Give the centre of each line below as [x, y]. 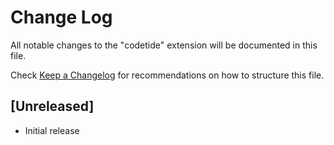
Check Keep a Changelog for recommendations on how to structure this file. [167, 75]
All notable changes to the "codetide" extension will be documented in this [164, 45]
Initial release [52, 130]
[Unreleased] [52, 106]
